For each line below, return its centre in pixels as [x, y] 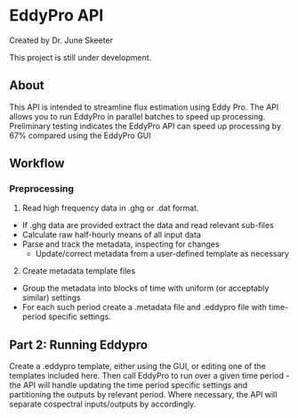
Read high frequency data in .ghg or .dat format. [110, 208]
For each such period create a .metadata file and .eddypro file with [144, 307]
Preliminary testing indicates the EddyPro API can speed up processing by [145, 126]
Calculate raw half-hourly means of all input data [112, 235]
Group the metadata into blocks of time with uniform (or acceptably [145, 288]
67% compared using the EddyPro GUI [80, 135]
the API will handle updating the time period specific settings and [129, 385]
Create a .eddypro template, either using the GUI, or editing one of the [138, 366]
